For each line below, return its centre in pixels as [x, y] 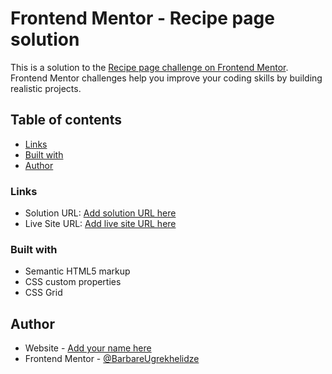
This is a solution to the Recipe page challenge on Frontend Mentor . [149, 67]
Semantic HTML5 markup [77, 271]
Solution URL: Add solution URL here [100, 213]
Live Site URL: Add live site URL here [100, 224]
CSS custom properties [73, 282]
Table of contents [66, 120]
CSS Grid [43, 293]
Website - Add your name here [88, 348]
